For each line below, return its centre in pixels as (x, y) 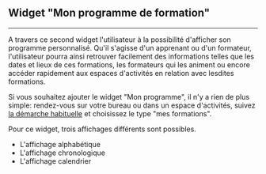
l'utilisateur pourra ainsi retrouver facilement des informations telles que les (131, 56)
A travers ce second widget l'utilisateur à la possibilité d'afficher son (120, 40)
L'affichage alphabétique (60, 144)
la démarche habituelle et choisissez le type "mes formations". (110, 113)
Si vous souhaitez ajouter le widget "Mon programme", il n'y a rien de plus (129, 96)
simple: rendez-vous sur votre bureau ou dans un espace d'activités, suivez (132, 105)
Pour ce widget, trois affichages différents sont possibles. (102, 129)
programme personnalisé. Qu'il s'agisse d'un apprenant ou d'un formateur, (130, 47)
